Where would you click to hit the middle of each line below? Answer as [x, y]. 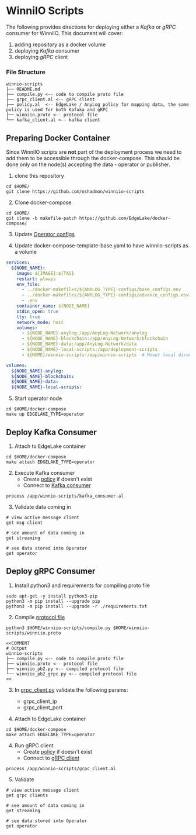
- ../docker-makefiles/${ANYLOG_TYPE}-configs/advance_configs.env [105, 295]
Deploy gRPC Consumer [51, 571]
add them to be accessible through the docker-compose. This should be [93, 158]
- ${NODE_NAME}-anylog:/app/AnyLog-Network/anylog [84, 333]
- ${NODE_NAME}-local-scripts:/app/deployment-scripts [90, 350]
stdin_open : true [38, 311]
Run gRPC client [34, 745]
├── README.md [23, 89]
